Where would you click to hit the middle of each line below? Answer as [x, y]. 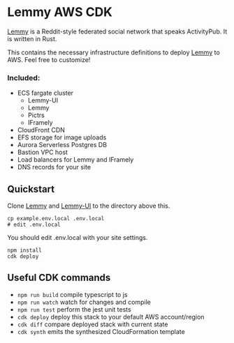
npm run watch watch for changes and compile [84, 302]
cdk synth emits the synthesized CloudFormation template [101, 331]
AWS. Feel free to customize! [49, 59]
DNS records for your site [54, 167]
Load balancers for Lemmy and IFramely [75, 160]
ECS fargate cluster [45, 93]
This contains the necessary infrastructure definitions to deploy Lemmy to [114, 52]
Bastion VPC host [43, 152]
